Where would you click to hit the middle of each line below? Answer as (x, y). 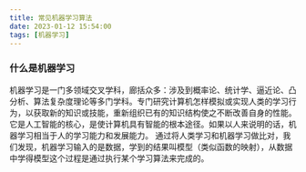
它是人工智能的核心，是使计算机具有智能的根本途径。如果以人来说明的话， (149, 124)
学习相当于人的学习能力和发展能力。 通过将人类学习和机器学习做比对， (150, 135)
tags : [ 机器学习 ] (40, 35)
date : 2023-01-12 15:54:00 (61, 26)
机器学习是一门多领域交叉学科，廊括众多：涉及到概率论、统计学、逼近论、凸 (153, 90)
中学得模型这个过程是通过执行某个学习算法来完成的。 (109, 158)
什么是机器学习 (42, 68)
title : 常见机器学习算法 (51, 18)
